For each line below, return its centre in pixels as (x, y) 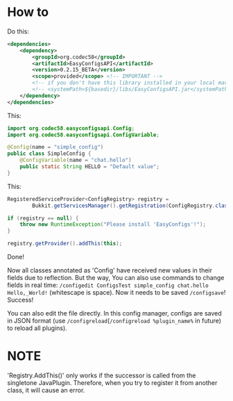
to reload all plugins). (37, 328)
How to (28, 12)
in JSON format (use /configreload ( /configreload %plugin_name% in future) (114, 321)
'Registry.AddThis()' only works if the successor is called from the (102, 375)
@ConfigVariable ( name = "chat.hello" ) (76, 161)
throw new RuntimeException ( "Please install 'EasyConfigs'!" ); (113, 224)
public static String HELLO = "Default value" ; (89, 167)
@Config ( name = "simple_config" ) (55, 147)
